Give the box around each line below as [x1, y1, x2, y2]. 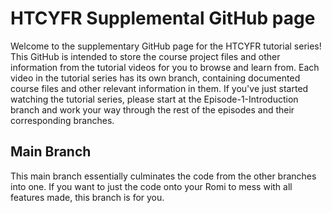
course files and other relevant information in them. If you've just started [10, 82, 309, 94]
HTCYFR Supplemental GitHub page [10, 7, 316, 30]
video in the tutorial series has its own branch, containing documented [10, 72, 301, 84]
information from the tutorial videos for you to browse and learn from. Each [10, 61, 320, 73]
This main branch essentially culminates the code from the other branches [10, 170, 317, 182]
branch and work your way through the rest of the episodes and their [10, 103, 295, 116]
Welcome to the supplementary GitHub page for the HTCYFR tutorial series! [10, 40, 322, 52]
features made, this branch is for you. [10, 191, 165, 203]
